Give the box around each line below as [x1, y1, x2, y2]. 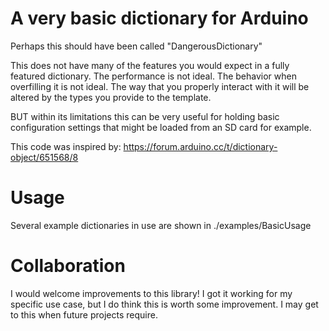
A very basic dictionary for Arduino [10, 7, 309, 30]
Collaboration [10, 255, 126, 277]
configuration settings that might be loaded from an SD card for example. [10, 121, 312, 133]
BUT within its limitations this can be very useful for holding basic [10, 110, 280, 122]
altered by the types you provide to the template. [10, 91, 212, 103]
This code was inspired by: [10, 140, 122, 152]
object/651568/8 [10, 151, 79, 163]
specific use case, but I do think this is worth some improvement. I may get [10, 298, 319, 310]
